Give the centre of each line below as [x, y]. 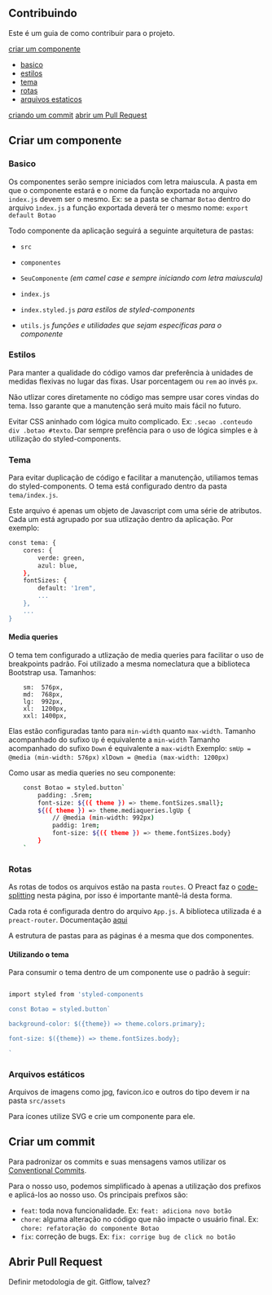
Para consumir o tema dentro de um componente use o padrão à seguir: [129, 972]
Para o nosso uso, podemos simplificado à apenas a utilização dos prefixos [135, 1186]
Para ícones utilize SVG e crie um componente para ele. [102, 1116]
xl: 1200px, [45, 709]
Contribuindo [43, 13]
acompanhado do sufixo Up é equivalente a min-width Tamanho [114, 740]
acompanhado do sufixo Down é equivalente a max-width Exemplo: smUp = [129, 748]
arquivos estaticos [51, 99]
